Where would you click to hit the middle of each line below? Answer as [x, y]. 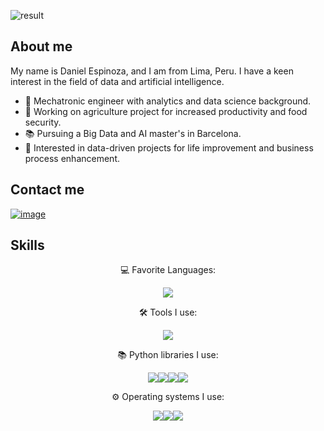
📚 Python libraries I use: [168, 355]
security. [43, 122]
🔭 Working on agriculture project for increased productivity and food [166, 111]
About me [41, 46]
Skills [27, 245]
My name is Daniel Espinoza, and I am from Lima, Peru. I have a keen [152, 71]
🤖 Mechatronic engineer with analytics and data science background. [168, 101]
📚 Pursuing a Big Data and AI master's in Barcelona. [133, 133]
